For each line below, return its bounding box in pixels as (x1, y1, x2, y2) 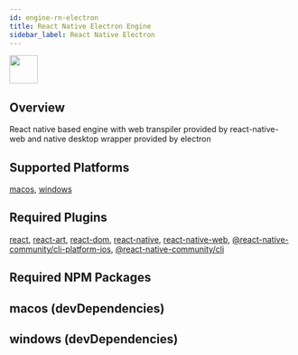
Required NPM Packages (9, 270, 152, 285)
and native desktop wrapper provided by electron (26, 133, 211, 145)
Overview (9, 100, 66, 115)
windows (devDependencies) (9, 331, 179, 347)
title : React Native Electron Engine (9, 22, 152, 31)
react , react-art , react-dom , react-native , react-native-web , (9, 234, 230, 245)
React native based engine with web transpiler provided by (9, 124, 228, 135)
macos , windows (9, 184, 72, 195)
